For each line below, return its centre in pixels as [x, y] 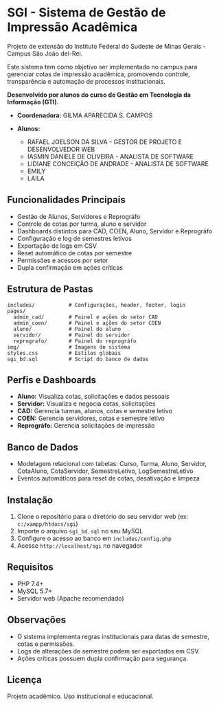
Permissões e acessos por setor [62, 260]
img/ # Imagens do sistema [69, 347]
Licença [25, 680]
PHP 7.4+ [30, 583]
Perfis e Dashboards [52, 380]
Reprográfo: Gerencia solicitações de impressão [86, 426]
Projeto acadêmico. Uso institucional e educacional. [81, 696]
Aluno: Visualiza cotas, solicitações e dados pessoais [93, 397]
